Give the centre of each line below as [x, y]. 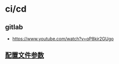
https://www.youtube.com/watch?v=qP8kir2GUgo [63, 39]
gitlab [14, 27]
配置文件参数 [25, 55]
